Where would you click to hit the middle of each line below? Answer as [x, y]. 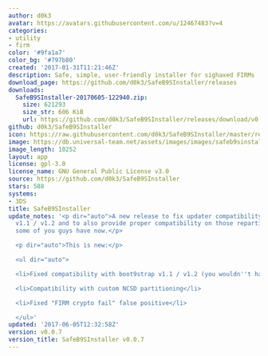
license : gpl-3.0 [37, 164]
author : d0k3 [30, 16]
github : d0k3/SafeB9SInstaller [60, 127]
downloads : [26, 90]
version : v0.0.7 [35, 332]
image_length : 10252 [43, 149]
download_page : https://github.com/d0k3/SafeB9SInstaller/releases [123, 82]
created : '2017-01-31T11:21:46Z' [64, 68]
